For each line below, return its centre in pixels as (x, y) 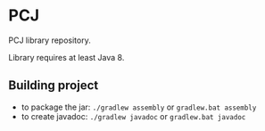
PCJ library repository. (50, 40)
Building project (54, 86)
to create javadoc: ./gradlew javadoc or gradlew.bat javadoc (133, 116)
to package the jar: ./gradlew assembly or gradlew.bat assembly (139, 107)
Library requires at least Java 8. (66, 57)
